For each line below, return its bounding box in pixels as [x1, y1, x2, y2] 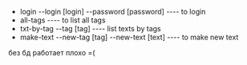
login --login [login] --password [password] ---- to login [19, 7, 206, 16]
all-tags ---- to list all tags [19, 15, 106, 25]
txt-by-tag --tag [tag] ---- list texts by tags [19, 24, 162, 33]
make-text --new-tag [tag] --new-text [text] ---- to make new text [19, 32, 239, 42]
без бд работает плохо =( [8, 48, 95, 57]
